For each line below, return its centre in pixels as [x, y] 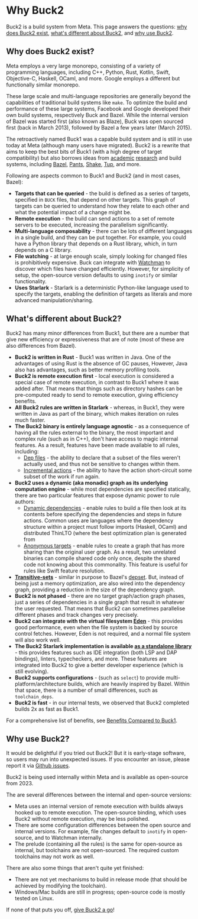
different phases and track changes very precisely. [77, 614]
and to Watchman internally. [69, 838]
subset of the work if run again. [62, 476]
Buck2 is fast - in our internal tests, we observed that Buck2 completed [102, 703]
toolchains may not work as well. [54, 857]
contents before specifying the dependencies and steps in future [103, 514]
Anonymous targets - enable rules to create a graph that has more [104, 545]
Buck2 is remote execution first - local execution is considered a [94, 376]
